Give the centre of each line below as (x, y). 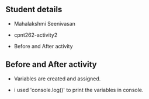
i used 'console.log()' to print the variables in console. (79, 90)
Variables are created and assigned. (57, 79)
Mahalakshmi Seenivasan (44, 23)
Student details (34, 10)
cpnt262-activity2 (36, 35)
